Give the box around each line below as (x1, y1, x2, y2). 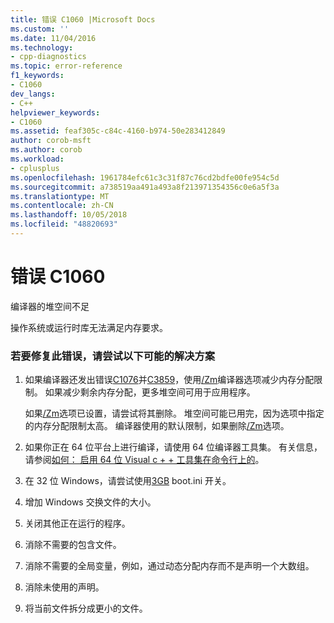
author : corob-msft (10, 136, 92, 146)
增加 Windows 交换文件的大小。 (24, 496, 157, 508)
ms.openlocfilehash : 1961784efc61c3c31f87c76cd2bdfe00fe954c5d (10, 172, 280, 183)
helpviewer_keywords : (10, 107, 101, 118)
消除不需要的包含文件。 (24, 539, 122, 551)
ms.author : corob (10, 145, 83, 155)
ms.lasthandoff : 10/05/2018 (10, 210, 128, 220)
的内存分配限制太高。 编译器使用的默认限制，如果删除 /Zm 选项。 (24, 420, 290, 432)
